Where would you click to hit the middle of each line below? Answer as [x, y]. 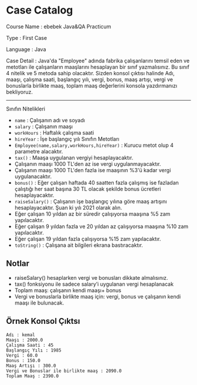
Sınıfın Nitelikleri [26, 109]
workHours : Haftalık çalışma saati [54, 132]
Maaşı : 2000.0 [25, 340]
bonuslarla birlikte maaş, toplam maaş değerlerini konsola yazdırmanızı [92, 85]
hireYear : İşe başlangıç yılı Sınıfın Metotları [67, 139]
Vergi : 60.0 [22, 355]
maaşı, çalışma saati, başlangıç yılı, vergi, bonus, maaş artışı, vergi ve [89, 79]
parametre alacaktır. [39, 151]
